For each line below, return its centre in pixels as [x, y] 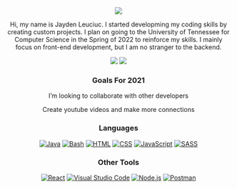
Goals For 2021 [118, 80]
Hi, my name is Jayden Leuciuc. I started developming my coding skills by [118, 24]
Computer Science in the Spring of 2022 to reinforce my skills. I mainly [118, 40]
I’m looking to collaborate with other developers [118, 96]
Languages [118, 128]
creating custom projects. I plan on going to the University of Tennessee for [118, 32]
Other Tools [118, 162]
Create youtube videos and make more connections [118, 110]
